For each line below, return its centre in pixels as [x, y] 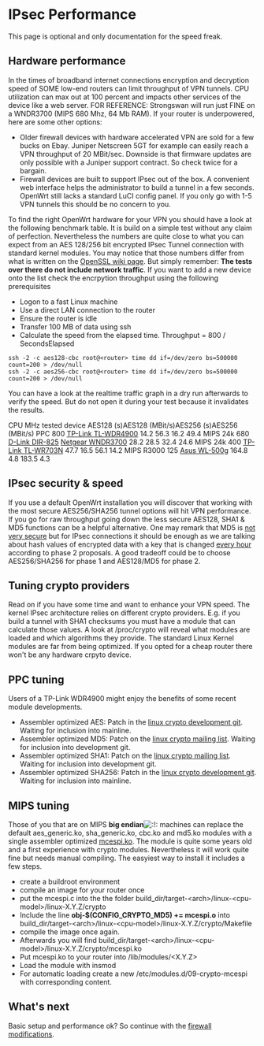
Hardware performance [67, 61]
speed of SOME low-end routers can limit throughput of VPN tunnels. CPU [129, 88]
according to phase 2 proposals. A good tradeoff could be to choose [119, 552]
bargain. [33, 170]
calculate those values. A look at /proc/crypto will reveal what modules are [129, 630]
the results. [26, 410]
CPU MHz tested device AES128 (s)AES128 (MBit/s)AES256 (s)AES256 [123, 425]
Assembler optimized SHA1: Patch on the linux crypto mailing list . [125, 756]
